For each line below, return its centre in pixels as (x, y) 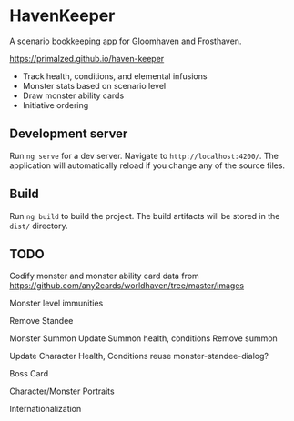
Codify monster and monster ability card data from (105, 276)
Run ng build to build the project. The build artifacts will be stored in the (145, 216)
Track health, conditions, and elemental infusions (115, 76)
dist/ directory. (39, 226)
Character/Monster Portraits (62, 391)
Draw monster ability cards (73, 95)
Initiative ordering (56, 105)
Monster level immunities (56, 303)
